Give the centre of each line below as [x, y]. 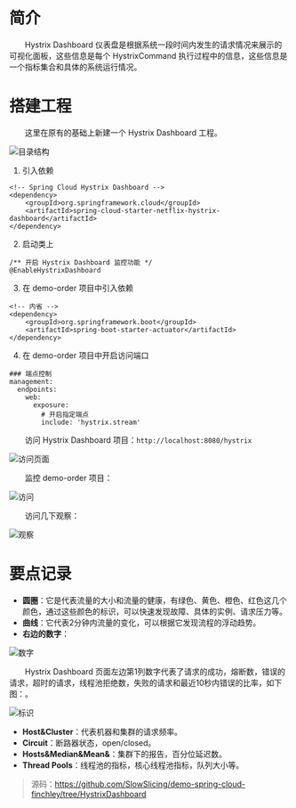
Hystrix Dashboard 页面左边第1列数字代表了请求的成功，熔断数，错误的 [155, 671]
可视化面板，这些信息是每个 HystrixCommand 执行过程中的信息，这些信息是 [148, 55]
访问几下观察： [52, 515]
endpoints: [37, 389]
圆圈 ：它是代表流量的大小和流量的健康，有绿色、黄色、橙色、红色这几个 [154, 600]
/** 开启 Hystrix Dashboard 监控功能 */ [81, 262]
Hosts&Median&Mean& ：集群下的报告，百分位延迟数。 [124, 754]
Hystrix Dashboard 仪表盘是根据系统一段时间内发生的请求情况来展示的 [153, 45]
